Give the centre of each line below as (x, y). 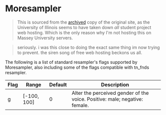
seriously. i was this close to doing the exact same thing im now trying (88, 47)
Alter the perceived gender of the (110, 93)
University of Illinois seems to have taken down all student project (84, 27)
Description (115, 85)
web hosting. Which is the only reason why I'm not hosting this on (84, 32)
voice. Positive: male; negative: (107, 99)
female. (80, 105)
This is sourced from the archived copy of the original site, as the (83, 22)
